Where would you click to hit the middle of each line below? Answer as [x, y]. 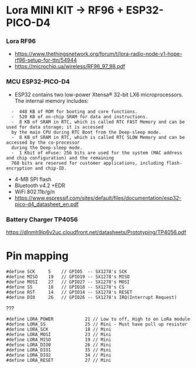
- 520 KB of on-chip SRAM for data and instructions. [80, 117]
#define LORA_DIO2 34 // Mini [59, 355]
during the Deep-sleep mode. [47, 148]
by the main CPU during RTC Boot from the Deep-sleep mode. [86, 132]
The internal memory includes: [52, 101]
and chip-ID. [51, 168]
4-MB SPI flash [33, 179]
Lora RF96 [21, 41]
